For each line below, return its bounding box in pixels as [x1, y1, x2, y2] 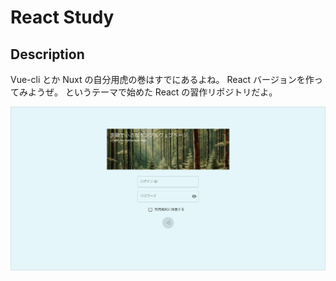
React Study [10, 6, 115, 29]
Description [10, 46, 85, 63]
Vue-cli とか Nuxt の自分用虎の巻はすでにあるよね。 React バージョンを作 [10, 74, 315, 85]
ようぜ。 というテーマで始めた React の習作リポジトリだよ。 [27, 86, 278, 98]
